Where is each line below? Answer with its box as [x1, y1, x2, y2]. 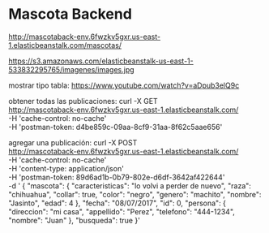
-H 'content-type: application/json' [8, 163, 124, 173]
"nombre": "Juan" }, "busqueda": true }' [8, 215, 140, 225]
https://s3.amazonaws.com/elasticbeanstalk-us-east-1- [8, 56, 194, 66]
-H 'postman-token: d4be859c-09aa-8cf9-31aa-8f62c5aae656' [8, 122, 223, 132]
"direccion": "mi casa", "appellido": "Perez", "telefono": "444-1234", [8, 206, 235, 216]
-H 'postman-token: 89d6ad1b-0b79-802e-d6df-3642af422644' [8, 172, 225, 182]
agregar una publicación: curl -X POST [8, 137, 138, 147]
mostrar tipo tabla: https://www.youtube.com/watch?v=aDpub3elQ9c [8, 80, 240, 90]
